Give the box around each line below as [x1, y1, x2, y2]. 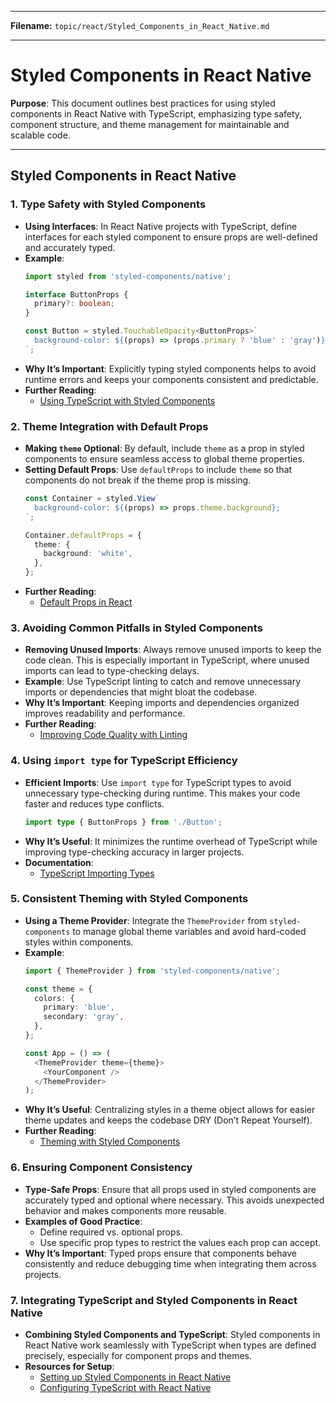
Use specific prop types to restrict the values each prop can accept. [39, 1236, 322, 1248]
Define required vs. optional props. [39, 1226, 183, 1238]
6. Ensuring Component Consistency [10, 1161, 193, 1175]
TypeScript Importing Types [39, 867, 155, 879]
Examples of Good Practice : [24, 1215, 143, 1227]
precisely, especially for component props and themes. [24, 1349, 253, 1361]
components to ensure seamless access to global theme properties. [24, 453, 305, 465]
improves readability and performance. [24, 707, 186, 720]
